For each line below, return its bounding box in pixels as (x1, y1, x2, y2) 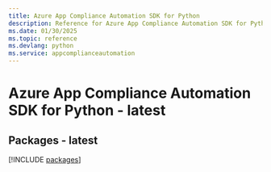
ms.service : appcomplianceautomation (8, 49, 135, 57)
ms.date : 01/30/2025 (8, 27, 78, 35)
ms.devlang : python (8, 42, 74, 50)
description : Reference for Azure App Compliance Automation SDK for (8, 19, 248, 27)
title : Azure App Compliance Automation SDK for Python (8, 11, 200, 20)
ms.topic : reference (8, 34, 78, 43)
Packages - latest (8, 133, 98, 147)
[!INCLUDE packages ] (8, 155, 81, 164)
